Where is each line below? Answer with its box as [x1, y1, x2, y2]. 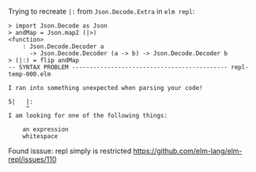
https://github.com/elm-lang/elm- [133, 146, 243, 155]
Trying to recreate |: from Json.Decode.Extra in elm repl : [8, 7, 195, 16]
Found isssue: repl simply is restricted [8, 146, 132, 155]
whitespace [22, 133, 58, 140]
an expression [22, 125, 69, 133]
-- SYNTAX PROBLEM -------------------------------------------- [8, 63, 228, 71]
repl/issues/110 [8, 155, 57, 164]
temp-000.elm [8, 70, 51, 78]
